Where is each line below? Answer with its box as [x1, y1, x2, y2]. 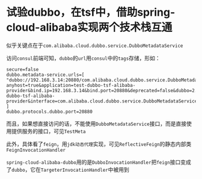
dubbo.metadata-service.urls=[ [6, 72, 85, 78]
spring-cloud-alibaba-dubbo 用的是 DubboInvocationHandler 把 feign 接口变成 [6, 158, 191, 166]
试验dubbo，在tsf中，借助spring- [6, 5, 176, 19]
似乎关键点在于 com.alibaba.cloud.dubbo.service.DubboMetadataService [6, 42, 183, 49]
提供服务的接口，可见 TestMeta [11, 127, 86, 134]
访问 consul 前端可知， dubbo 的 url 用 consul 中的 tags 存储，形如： [6, 54, 161, 61]
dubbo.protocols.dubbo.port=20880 [6, 108, 93, 115]
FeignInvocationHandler [6, 147, 66, 153]
